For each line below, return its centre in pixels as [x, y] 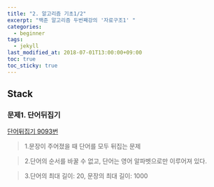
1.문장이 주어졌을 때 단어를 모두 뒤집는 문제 [83, 147]
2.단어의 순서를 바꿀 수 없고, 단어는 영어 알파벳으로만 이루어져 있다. [116, 161]
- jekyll [26, 46]
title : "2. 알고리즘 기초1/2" [47, 14]
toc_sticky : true [33, 66]
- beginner [29, 33]
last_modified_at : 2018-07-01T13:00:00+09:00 [74, 53]
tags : [15, 40]
